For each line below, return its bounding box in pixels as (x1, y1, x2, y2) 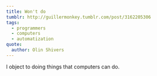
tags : (6, 19, 19, 25)
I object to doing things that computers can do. (6, 63, 120, 70)
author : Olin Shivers (11, 47, 65, 53)
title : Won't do (6, 8, 46, 15)
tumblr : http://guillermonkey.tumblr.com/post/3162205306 (6, 14, 151, 20)
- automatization (11, 36, 54, 42)
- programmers (11, 25, 46, 31)
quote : (6, 42, 22, 48)
